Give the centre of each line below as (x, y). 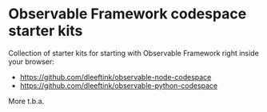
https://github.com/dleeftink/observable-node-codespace (116, 77)
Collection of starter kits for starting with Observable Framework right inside (134, 53)
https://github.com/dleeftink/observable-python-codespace (119, 86)
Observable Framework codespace (128, 14)
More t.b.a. (26, 101)
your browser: (31, 62)
